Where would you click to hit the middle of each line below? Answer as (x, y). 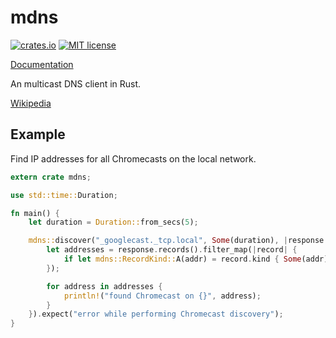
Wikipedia (31, 103)
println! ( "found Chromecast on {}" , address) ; (162, 296)
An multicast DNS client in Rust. (76, 83)
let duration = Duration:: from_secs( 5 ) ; (113, 222)
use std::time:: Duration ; (64, 195)
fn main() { (35, 213)
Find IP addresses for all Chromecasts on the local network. (133, 158)
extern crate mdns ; (51, 177)
